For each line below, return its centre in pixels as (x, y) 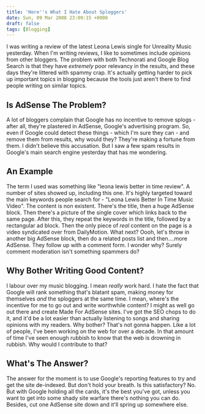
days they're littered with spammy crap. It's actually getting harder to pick (99, 73)
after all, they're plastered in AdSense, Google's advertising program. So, (99, 126)
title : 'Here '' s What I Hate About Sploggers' (67, 12)
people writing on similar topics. (47, 86)
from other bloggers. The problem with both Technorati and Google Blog (98, 59)
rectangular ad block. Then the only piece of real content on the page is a (99, 225)
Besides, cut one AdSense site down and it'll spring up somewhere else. (97, 404)
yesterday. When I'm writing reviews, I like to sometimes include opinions (99, 53)
